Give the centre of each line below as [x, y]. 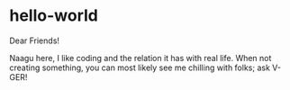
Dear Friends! [35, 40]
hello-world [54, 16]
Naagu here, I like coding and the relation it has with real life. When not [140, 58]
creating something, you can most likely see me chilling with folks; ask [140, 67]
